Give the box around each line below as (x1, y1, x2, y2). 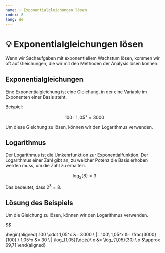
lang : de (5, 17, 24, 22)
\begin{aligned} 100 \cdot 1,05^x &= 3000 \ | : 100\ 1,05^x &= (5, 231, 131, 237)
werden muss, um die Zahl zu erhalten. (5, 162, 86, 168)
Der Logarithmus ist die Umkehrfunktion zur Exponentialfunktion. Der (5, 152, 148, 158)
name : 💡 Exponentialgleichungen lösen (5, 7, 87, 13)
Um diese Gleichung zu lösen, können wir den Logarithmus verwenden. (5, 124, 153, 130)
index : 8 (5, 12, 24, 17)
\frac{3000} (131, 231, 157, 237)
